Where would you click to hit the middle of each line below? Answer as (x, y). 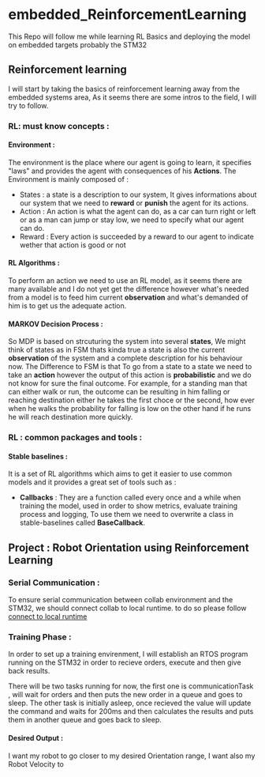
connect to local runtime (48, 617)
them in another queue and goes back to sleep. (85, 720)
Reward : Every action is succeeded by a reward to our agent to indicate (136, 236)
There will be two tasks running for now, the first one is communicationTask (131, 686)
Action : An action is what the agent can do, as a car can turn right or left (138, 211)
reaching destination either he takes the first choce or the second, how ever (131, 400)
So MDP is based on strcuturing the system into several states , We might (127, 341)
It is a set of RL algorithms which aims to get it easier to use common (120, 474)
